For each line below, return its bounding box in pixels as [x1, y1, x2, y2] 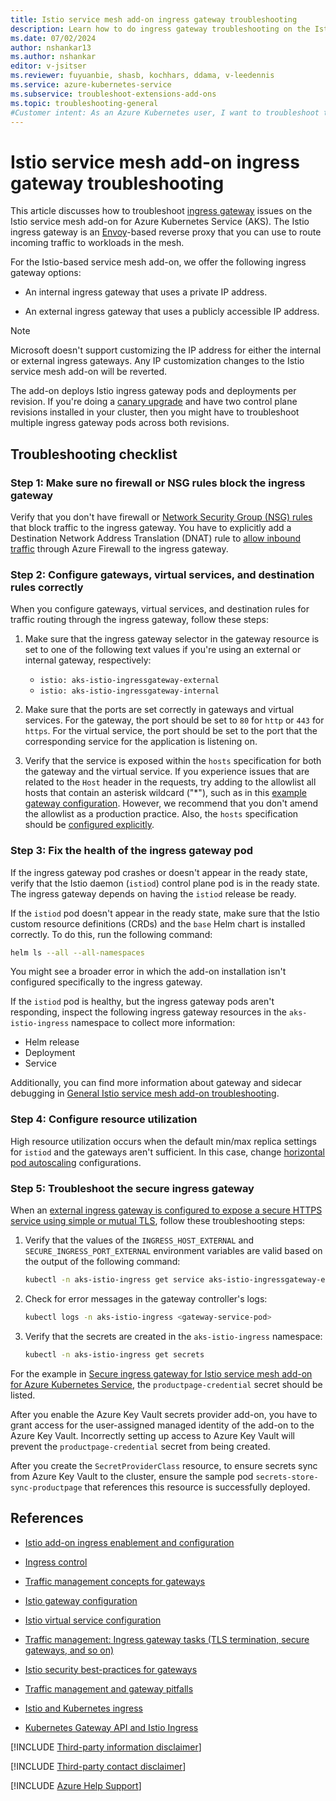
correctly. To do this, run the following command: [10, 928, 213, 940]
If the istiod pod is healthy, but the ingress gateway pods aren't [10, 996, 275, 1008]
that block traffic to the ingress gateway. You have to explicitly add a [10, 522, 292, 533]
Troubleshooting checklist [10, 446, 178, 463]
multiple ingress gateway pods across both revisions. [10, 417, 230, 429]
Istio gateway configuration [24, 1594, 138, 1606]
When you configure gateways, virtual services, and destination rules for [10, 603, 310, 615]
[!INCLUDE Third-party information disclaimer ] [10, 1741, 202, 1753]
